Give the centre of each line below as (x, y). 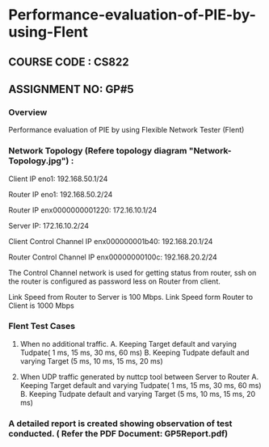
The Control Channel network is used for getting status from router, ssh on (132, 272)
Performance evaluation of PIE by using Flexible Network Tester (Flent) (126, 130)
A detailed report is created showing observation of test (120, 424)
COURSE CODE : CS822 (69, 62)
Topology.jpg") (39, 161)
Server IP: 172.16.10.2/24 (49, 226)
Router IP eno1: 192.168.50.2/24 (61, 194)
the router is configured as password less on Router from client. (114, 281)
